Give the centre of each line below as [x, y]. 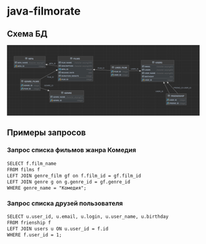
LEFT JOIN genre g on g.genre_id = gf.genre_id [69, 182]
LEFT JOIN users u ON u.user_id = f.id [58, 229]
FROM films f [24, 170]
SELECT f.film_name [32, 163]
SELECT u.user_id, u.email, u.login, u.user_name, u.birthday [88, 217]
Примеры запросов [46, 133]
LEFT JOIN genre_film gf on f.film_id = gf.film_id [74, 176]
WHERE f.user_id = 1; [35, 235]
